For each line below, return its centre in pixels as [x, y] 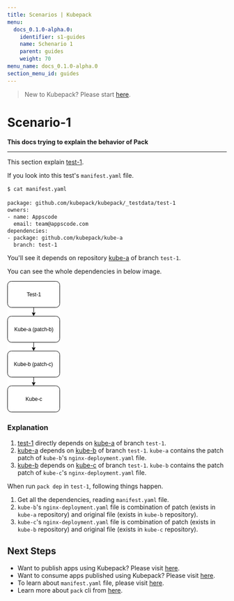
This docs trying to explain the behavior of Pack [78, 142]
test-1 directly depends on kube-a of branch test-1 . [92, 443]
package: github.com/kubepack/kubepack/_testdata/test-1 [92, 203]
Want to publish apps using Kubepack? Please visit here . [98, 568]
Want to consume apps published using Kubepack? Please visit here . [116, 575]
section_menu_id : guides [43, 73]
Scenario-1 [39, 122]
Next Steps [32, 551]
